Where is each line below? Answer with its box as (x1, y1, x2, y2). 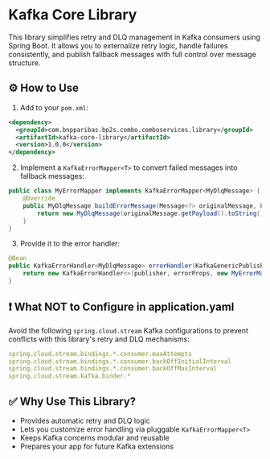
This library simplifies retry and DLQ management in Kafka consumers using (8, 32, 261, 42)
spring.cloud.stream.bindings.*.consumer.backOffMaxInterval (8, 365, 218, 373)
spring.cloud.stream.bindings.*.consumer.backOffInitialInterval (8, 357, 231, 366)
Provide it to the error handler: (19, 239, 121, 249)
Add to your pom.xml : (19, 102, 88, 112)
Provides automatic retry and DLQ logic (19, 416, 150, 425)
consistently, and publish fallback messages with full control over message (8, 49, 257, 59)
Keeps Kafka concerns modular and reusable (19, 433, 170, 442)
